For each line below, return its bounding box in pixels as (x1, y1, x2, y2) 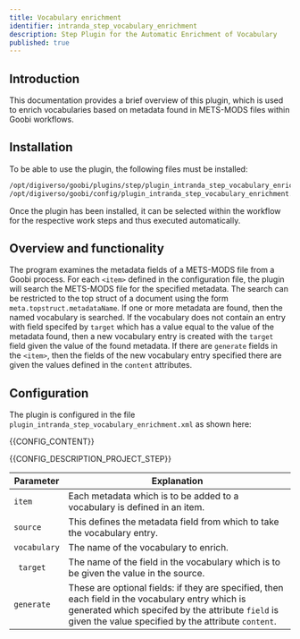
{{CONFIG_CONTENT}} (9, 436, 96, 447)
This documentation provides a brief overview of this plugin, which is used (9, 95, 284, 106)
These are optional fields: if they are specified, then (68, 582, 284, 594)
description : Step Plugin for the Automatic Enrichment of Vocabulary (9, 30, 278, 38)
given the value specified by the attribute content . (68, 615, 277, 627)
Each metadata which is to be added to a (68, 490, 239, 502)
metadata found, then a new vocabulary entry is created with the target (9, 331, 274, 342)
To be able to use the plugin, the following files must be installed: (9, 163, 248, 175)
